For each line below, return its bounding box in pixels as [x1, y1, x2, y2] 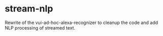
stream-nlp [5, 3, 53, 14]
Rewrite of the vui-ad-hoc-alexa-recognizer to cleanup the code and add [5, 19, 158, 25]
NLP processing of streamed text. [5, 24, 75, 30]
